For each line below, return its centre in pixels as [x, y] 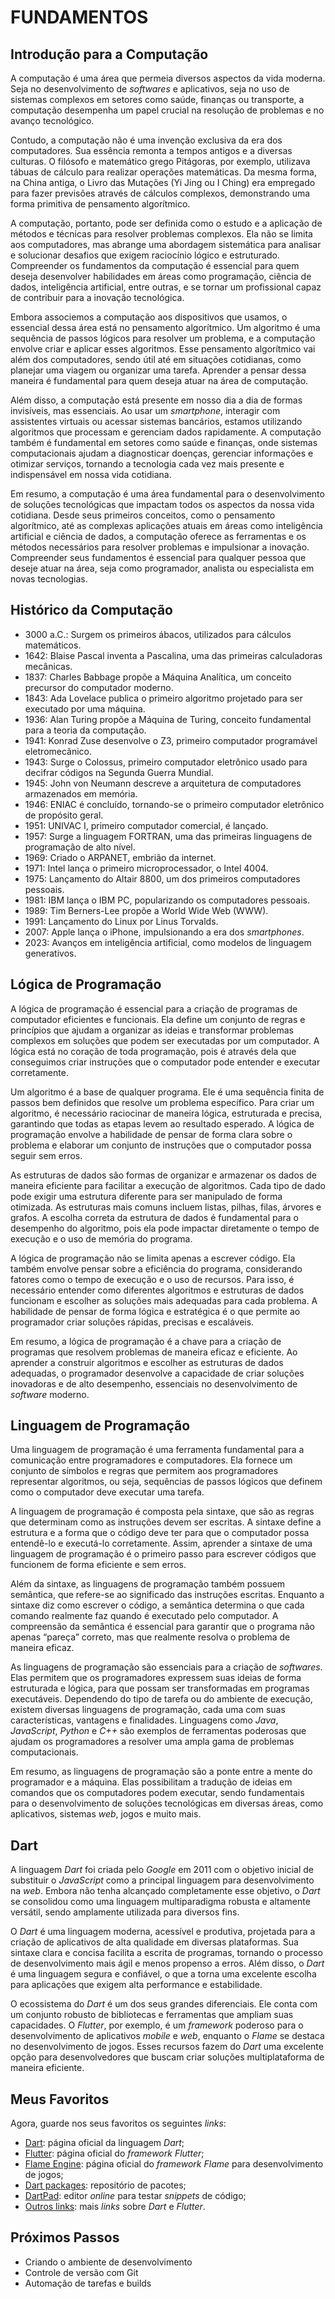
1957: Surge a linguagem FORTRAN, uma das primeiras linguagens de [168, 836]
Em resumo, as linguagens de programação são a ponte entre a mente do [161, 1772]
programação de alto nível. [80, 847]
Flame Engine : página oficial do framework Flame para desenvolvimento [174, 2164]
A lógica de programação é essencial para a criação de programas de [154, 1008]
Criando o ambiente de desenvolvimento [108, 2262]
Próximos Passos [65, 2237]
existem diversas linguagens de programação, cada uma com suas [148, 1710]
